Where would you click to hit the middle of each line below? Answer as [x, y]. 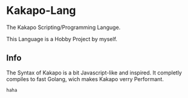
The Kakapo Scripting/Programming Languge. [63, 27]
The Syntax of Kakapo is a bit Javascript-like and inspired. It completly [94, 73]
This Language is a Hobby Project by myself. [62, 39]
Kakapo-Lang [41, 11]
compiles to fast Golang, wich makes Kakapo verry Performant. [85, 79]
